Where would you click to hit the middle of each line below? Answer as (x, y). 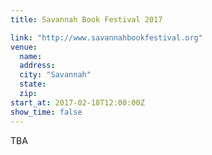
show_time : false (46, 112)
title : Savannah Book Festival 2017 (86, 19)
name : (31, 56)
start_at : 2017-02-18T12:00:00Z (77, 102)
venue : (24, 47)
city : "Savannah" (55, 75)
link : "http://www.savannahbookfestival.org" (106, 37)
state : (33, 84)
